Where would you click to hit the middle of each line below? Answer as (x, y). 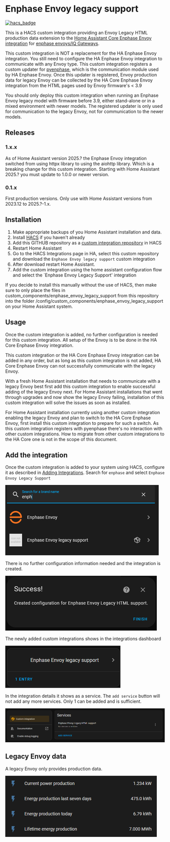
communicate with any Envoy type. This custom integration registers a (79, 64)
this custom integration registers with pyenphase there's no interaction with (84, 428)
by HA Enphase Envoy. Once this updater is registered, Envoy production (81, 74)
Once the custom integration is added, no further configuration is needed (81, 334)
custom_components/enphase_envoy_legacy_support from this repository (82, 295)
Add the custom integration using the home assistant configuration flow (87, 269)
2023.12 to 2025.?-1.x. (28, 204)
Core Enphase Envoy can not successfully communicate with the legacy (80, 366)
